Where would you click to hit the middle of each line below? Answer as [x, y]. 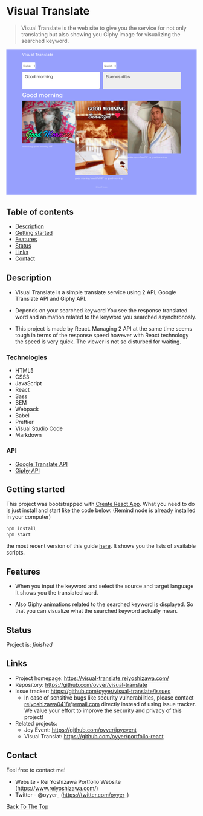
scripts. [16, 553]
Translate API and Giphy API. [51, 298]
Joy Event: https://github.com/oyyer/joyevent [80, 730]
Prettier [24, 422]
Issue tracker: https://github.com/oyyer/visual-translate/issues [93, 691]
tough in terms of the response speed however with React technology [102, 335]
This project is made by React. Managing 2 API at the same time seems [103, 328]
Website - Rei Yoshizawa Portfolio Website [68, 781]
